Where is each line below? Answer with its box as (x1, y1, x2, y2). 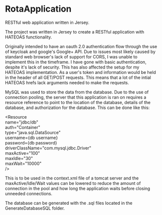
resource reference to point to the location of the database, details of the (5, 99, 151, 105)
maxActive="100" (5, 150, 40, 156)
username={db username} (5, 135, 58, 141)
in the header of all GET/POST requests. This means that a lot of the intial (5, 74, 151, 80)
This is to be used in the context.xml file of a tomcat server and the (5, 175, 139, 181)
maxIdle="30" (5, 155, 33, 161)
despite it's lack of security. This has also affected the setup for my (5, 64, 140, 70)
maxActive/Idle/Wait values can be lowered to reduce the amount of (5, 180, 141, 186)
